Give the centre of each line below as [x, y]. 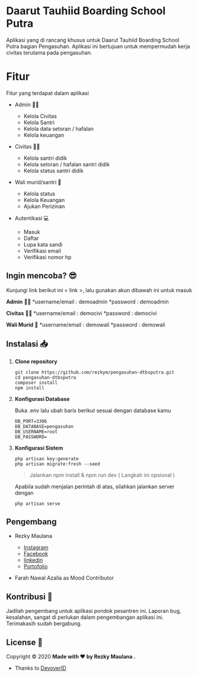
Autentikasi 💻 [32, 218]
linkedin [33, 560]
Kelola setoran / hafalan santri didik [67, 164]
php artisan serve [37, 504]
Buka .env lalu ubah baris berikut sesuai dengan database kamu [93, 410]
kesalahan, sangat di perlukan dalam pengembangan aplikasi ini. [85, 617]
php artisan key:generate [47, 458]
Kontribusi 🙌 [29, 597]
